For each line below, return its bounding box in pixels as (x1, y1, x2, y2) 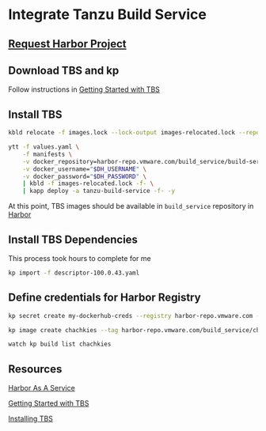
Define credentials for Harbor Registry (8, 291, 201, 304)
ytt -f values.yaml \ (8, 143, 80, 151)
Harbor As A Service (8, 384, 75, 393)
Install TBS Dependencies (8, 233, 139, 246)
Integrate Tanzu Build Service (8, 6, 207, 24)
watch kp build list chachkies (8, 340, 112, 349)
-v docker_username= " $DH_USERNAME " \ (22, 164, 147, 173)
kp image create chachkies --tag (8, 326, 119, 334)
